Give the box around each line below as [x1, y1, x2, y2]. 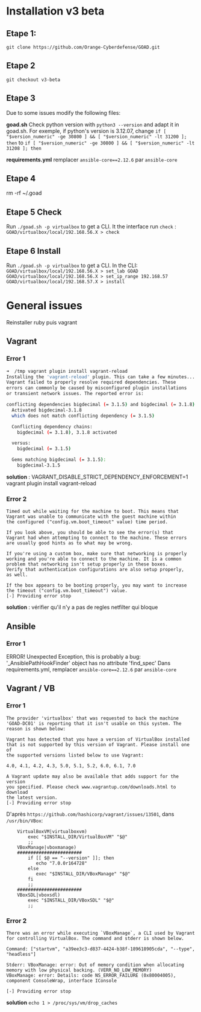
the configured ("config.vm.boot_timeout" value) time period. [6, 519, 169, 525]
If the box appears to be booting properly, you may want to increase [6, 582, 187, 588]
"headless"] [6, 951, 36, 957]
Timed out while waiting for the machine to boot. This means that [6, 509, 179, 515]
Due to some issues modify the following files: [6, 109, 121, 116]
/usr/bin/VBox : [6, 817, 43, 824]
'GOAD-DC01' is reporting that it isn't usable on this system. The [6, 720, 182, 726]
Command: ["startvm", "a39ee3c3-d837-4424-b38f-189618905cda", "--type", [6, 946, 196, 952]
